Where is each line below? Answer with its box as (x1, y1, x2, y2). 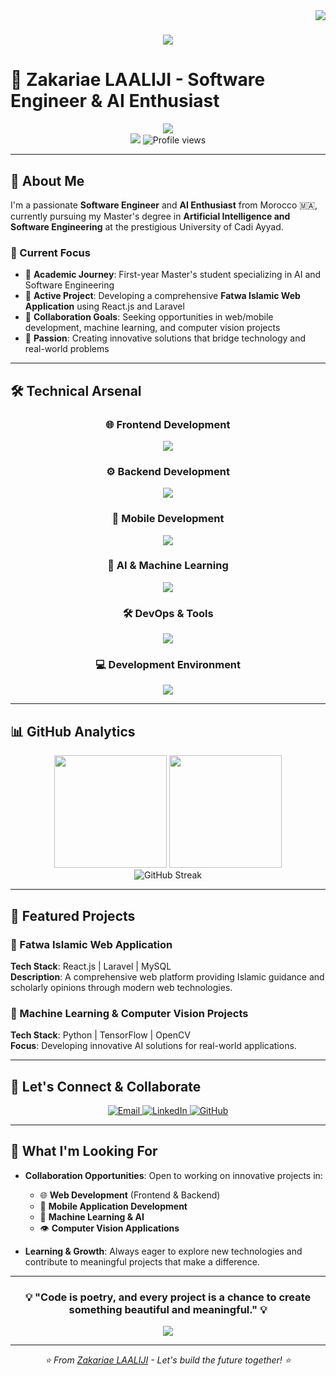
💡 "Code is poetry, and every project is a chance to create (24, 1290, 312, 1304)
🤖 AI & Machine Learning (107, 559, 229, 573)
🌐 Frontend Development (105, 417, 231, 431)
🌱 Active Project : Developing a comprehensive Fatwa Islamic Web (24, 290, 301, 302)
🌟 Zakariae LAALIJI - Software (10, 69, 266, 91)
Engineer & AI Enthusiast (10, 90, 220, 113)
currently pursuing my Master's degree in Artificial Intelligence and (10, 210, 291, 222)
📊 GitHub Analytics (10, 723, 136, 740)
